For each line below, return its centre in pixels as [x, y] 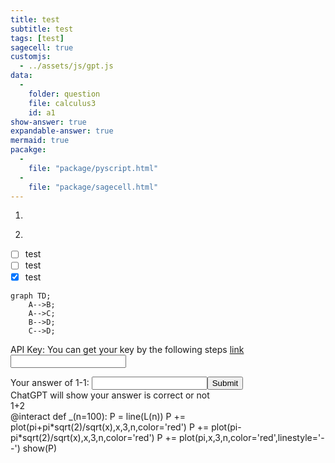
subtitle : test [42, 29]
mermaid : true [40, 141]
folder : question [64, 94]
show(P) [40, 448]
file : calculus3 [62, 103]
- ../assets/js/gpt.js [66, 66]
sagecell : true [42, 47]
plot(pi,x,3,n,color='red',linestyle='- [251, 437]
